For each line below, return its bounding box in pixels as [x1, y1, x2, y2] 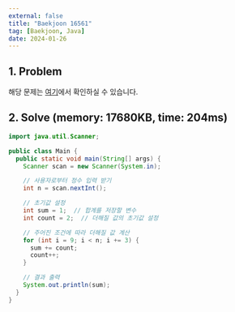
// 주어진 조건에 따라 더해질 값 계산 [23, 229, 130, 237]
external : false [8, 11, 63, 20]
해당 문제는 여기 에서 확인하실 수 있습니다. [8, 87, 139, 97]
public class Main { [8, 147, 79, 155]
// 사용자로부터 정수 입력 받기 [23, 177, 112, 185]
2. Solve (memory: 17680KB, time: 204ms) [8, 111, 229, 125]
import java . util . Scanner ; [8, 132, 100, 140]
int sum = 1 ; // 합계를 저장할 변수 [23, 207, 137, 215]
